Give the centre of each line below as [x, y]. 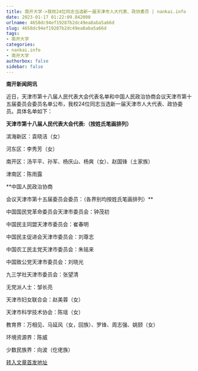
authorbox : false [27, 61]
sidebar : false [25, 66]
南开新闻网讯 [22, 84]
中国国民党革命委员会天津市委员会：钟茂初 [58, 212]
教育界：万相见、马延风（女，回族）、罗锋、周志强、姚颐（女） [82, 325]
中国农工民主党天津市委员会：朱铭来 [50, 249]
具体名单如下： [34, 111]
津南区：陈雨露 [24, 174]
